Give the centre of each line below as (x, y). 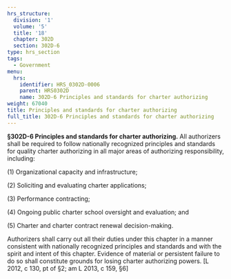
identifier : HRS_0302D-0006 (60, 84)
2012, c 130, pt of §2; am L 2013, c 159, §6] (68, 268)
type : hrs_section (33, 53)
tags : (15, 59)
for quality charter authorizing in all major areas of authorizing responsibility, (115, 151)
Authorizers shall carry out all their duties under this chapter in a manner (110, 239)
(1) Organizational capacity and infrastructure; (72, 172)
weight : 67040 (28, 104)
